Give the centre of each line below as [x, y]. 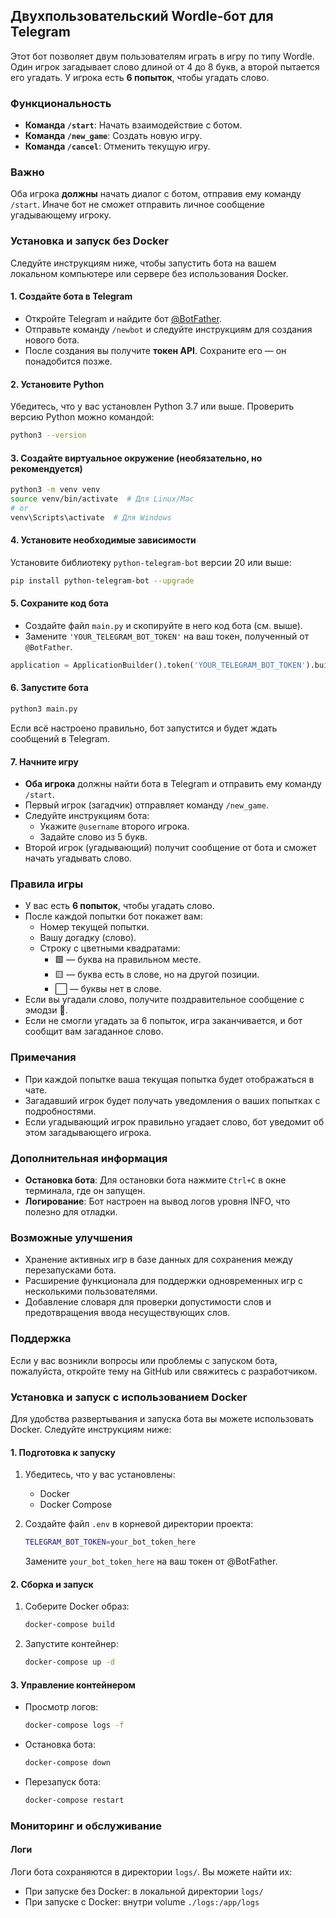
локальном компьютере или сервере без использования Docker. [149, 273]
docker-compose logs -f [74, 1725]
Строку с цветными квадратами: [110, 948]
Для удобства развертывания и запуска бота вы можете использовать [162, 1418]
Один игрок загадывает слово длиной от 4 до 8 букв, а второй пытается [165, 66]
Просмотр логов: [61, 1707]
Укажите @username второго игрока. [114, 826]
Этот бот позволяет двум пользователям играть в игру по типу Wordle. [162, 56]
